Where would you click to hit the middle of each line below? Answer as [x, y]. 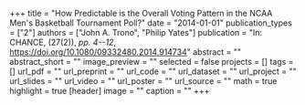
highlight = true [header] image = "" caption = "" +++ [110, 91]
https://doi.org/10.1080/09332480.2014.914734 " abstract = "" [126, 52]
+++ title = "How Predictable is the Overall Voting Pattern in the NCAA [141, 13]
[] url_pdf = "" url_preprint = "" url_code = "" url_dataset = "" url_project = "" [153, 71]
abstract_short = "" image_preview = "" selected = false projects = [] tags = [152, 62]
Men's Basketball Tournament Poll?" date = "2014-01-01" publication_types [151, 23]
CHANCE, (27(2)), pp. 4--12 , [63, 42]
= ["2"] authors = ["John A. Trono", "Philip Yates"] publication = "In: [136, 32]
